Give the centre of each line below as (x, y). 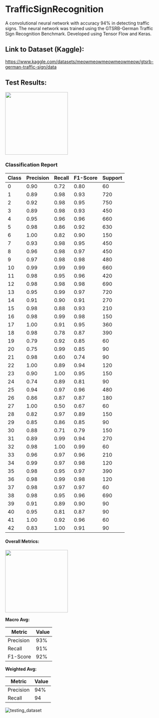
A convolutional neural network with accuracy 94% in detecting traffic (77, 23)
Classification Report (31, 165)
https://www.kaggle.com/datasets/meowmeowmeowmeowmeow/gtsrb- (79, 62)
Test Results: (26, 83)
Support (112, 178)
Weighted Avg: (21, 669)
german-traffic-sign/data (31, 67)
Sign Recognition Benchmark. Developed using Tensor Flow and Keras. (78, 34)
